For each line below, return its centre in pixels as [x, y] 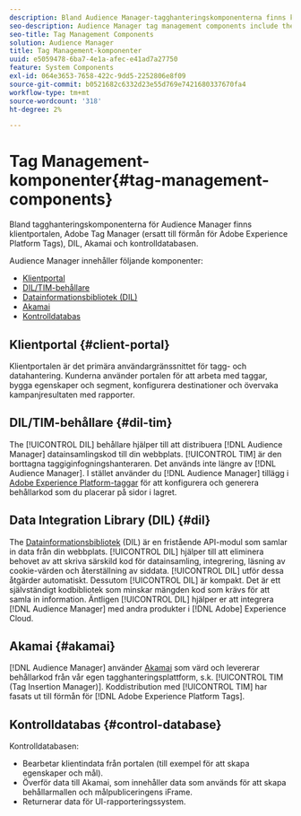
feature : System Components [62, 68]
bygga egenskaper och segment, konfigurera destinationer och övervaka [144, 385]
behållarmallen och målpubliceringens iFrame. [107, 792]
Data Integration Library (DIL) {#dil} [110, 521]
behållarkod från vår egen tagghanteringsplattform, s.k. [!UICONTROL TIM [146, 677]
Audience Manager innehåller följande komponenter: [106, 261]
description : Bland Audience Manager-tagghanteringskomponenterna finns [148, 17]
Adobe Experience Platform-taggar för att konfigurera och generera [134, 482]
